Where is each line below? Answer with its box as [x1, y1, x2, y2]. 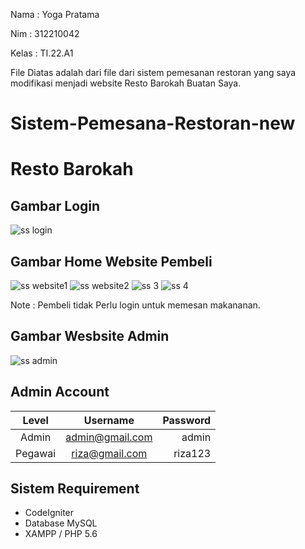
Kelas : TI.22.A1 [10, 47, 74, 59]
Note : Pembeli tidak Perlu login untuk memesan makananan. [10, 299, 261, 311]
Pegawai [15, 446, 57, 460]
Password [162, 413, 212, 427]
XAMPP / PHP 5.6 [24, 528, 98, 540]
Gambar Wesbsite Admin [10, 328, 170, 345]
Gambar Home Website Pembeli [10, 253, 213, 270]
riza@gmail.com [71, 446, 148, 460]
